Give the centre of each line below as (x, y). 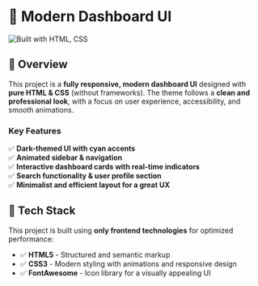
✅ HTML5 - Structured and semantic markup (95, 254)
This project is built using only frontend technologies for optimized (121, 230)
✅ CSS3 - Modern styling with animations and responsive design (128, 263)
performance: (31, 239)
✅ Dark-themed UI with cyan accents (72, 148)
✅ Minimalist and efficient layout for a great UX (89, 185)
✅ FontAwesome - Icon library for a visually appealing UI (115, 273)
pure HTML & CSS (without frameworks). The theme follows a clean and (129, 92)
